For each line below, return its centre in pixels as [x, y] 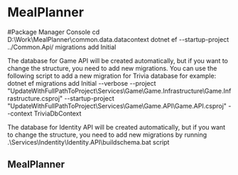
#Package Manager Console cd [54, 32]
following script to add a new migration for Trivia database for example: [112, 76]
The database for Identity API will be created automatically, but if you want [117, 127]
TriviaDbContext [58, 113]
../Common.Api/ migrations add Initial [62, 47]
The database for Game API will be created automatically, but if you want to [118, 60]
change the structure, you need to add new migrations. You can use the [112, 68]
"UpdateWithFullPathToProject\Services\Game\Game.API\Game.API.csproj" [117, 106]
